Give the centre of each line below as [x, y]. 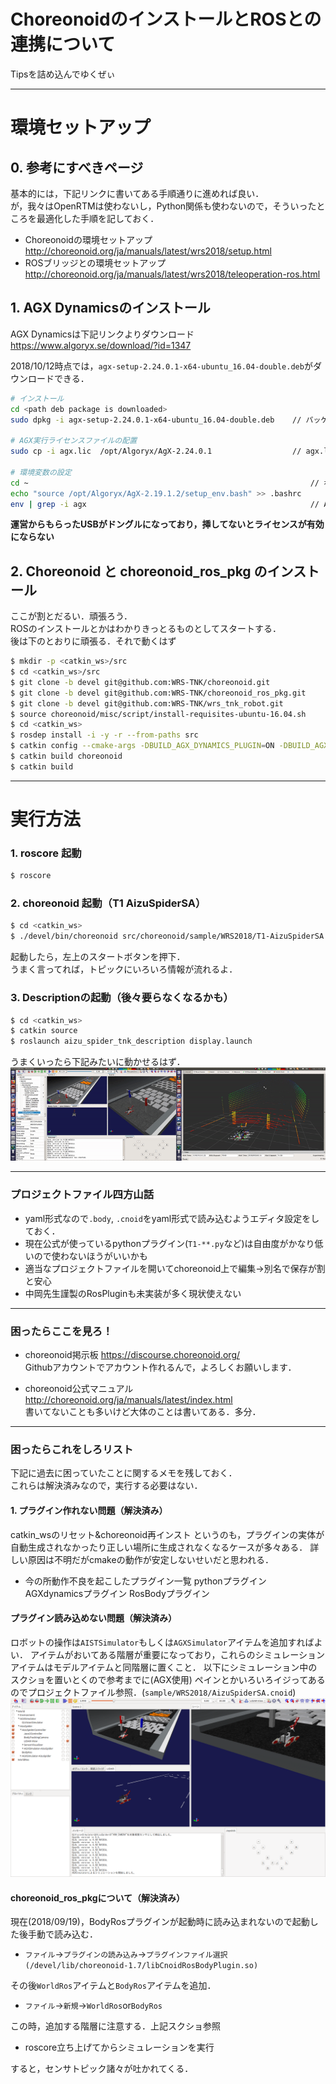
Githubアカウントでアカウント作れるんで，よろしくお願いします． [160, 1367]
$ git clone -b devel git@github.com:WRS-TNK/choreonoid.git [140, 682]
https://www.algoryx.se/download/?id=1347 [101, 345]
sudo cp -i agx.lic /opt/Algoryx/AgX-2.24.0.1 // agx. [167, 451]
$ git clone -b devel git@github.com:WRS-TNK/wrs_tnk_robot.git [147, 703]
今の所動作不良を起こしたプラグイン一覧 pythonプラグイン [145, 1581]
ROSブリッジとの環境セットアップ [95, 262]
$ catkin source [44, 1031]
